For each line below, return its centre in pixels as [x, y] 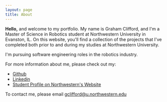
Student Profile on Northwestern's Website [57, 84]
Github [19, 73]
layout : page [19, 10]
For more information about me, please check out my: [61, 64]
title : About [19, 14]
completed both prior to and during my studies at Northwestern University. [82, 44]
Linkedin [21, 79]
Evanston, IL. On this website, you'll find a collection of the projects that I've [83, 39]
